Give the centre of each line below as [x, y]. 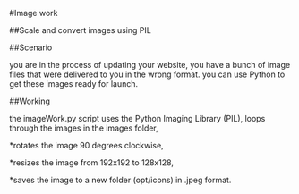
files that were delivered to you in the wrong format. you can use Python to [147, 74]
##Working [30, 101]
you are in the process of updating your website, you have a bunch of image [150, 65]
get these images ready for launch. [74, 84]
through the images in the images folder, [84, 128]
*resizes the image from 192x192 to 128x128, [92, 163]
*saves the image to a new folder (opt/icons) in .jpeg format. [120, 180]
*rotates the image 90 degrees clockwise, [86, 145]
